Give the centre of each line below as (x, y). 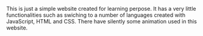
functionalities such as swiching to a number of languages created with (96, 15)
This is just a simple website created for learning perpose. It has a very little (101, 9)
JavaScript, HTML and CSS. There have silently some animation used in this (101, 21)
